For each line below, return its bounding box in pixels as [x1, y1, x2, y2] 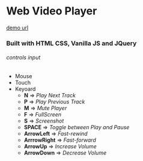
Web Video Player [6, 4, 97, 18]
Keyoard [14, 85, 36, 93]
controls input [6, 54, 41, 61]
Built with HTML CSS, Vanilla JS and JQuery [6, 39, 137, 47]
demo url [6, 24, 29, 31]
